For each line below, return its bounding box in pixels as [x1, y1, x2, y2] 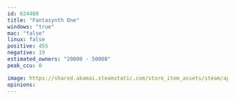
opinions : [7, 81, 36, 88]
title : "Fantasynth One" [7, 17, 80, 24]
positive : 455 [7, 43, 49, 49]
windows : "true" [7, 23, 55, 30]
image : [7, 75, 27, 82]
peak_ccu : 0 [7, 62, 42, 69]
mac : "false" [7, 29, 45, 37]
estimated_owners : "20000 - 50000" [7, 56, 111, 63]
